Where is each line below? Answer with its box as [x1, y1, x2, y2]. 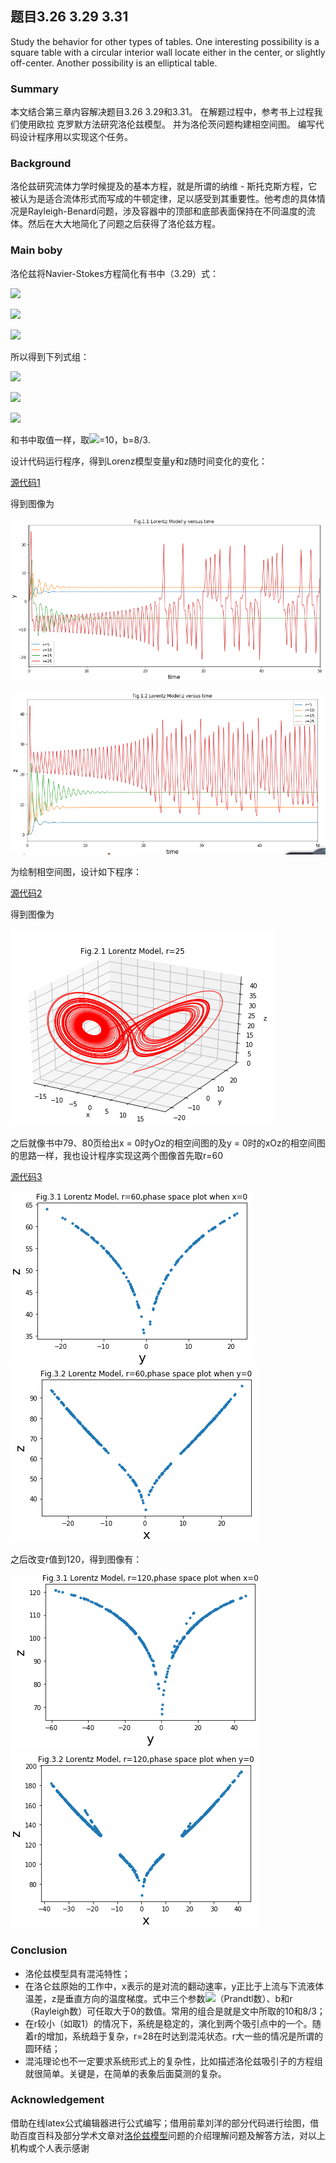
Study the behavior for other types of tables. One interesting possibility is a [10, 35, 320, 47]
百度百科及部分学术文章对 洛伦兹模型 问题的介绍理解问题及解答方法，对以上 [18, 2129, 326, 2141]
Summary [10, 82, 60, 96]
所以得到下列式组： [10, 350, 90, 362]
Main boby [10, 243, 63, 257]
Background [10, 157, 72, 171]
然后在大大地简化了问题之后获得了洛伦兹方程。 [27, 218, 221, 230]
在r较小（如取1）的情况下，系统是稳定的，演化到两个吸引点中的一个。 [24, 2017, 313, 2029]
